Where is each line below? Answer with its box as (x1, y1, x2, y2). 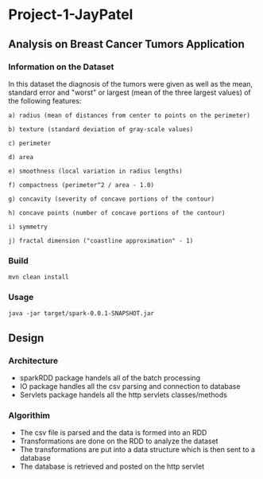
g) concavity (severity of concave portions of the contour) (8, 195, 215, 203)
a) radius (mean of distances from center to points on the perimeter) (8, 111, 250, 119)
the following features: (8, 95, 82, 105)
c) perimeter (8, 139, 52, 147)
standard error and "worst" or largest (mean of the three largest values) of (8, 88, 252, 97)
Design (8, 331, 44, 345)
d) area (8, 153, 34, 161)
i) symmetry (8, 223, 48, 231)
